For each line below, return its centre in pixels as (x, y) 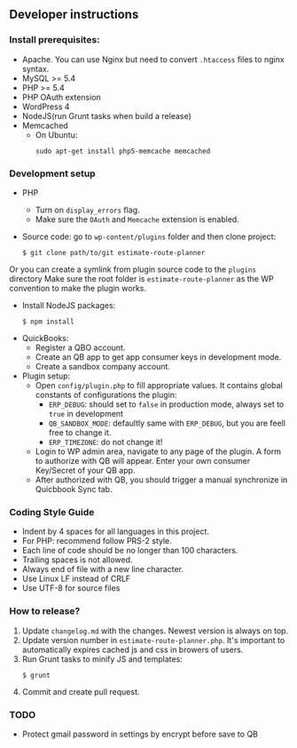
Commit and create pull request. (81, 691)
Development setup (52, 173)
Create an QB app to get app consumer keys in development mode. (158, 357)
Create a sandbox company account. (103, 366)
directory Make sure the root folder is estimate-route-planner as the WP (141, 278)
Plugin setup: (46, 376)
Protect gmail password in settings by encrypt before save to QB (140, 734)
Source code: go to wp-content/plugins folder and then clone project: (149, 236)
